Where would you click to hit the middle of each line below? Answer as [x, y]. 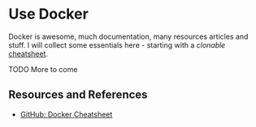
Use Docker [49, 14]
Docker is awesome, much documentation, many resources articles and [128, 36]
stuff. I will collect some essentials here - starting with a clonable [117, 44]
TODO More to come [43, 69]
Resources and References [78, 95]
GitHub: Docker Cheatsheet [66, 114]
